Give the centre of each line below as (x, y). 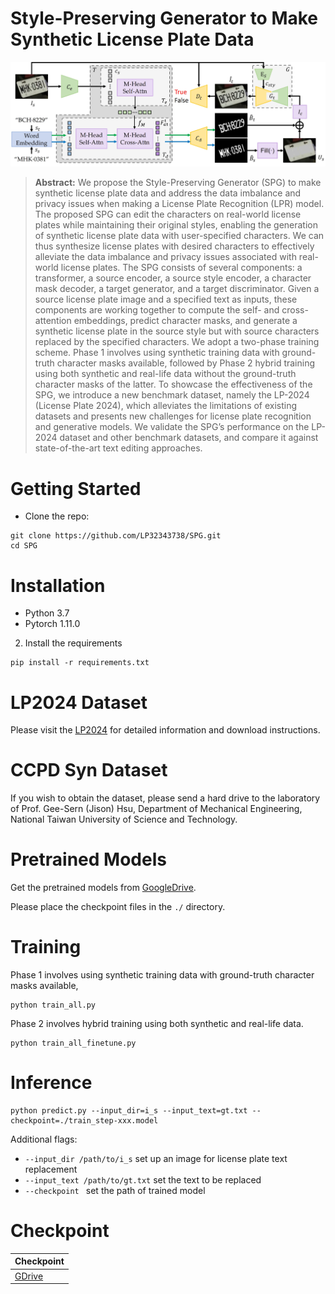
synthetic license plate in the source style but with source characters (177, 331)
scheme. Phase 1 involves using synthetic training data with (157, 353)
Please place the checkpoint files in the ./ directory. (118, 907)
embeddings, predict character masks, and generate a (185, 321)
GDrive (29, 1276)
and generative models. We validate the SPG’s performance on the (172, 427)
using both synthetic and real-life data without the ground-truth (165, 374)
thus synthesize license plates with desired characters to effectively (174, 246)
